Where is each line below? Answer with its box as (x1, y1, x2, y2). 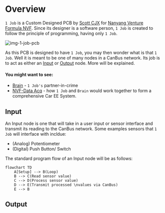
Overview (5, 3, 46, 15)
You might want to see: (5, 71, 53, 77)
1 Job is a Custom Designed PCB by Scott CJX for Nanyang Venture (5, 20, 144, 26)
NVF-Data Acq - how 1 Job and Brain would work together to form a (12, 88, 152, 94)
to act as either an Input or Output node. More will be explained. (5, 60, 135, 66)
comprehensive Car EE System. (12, 93, 77, 99)
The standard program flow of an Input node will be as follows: (5, 155, 133, 161)
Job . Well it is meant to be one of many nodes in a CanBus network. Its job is (5, 54, 161, 60)
